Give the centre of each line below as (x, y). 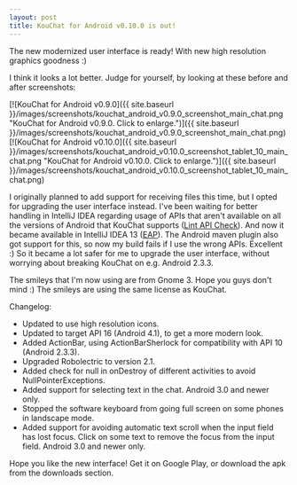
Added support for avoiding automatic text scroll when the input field (148, 427)
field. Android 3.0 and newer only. (84, 446)
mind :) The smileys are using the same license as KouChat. (118, 289)
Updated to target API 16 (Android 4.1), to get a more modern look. (143, 332)
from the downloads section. (62, 473)
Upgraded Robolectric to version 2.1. (89, 361)
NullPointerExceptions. (63, 380)
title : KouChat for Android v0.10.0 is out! (93, 26)
